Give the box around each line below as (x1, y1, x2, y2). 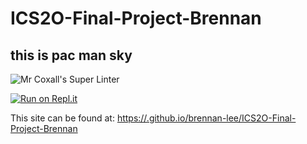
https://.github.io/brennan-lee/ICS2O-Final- (116, 112, 297, 124)
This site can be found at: (10, 112, 115, 124)
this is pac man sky (10, 47, 133, 64)
